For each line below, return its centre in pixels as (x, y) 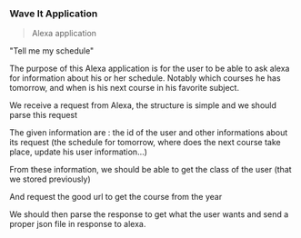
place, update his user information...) (79, 152)
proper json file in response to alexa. (78, 224)
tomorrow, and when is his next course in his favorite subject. (124, 88)
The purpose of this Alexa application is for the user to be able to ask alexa (150, 69)
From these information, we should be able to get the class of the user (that (151, 170)
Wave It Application (54, 14)
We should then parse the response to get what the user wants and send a (149, 214)
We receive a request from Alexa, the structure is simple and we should (143, 105)
